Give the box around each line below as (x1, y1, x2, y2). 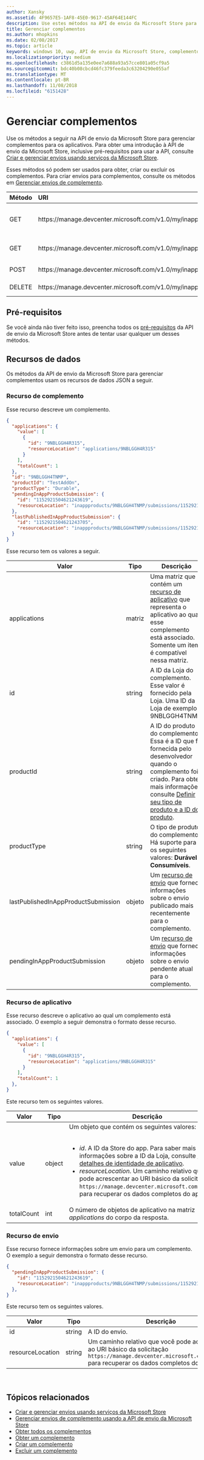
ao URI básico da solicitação (87, 1345, 169, 1353)
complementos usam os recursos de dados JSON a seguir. (6, 377, 154, 384)
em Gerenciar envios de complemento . (6, 179, 104, 186)
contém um (149, 579, 183, 588)
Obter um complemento (15, 1434, 75, 1442)
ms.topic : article (6, 43, 53, 49)
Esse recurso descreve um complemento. (6, 406, 110, 413)
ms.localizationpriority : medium (6, 54, 91, 60)
